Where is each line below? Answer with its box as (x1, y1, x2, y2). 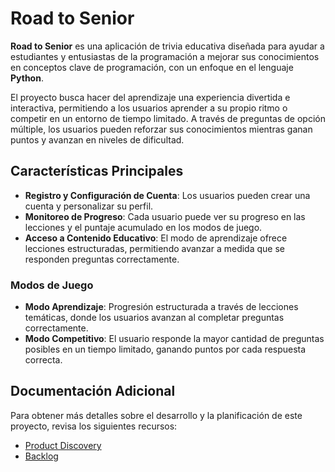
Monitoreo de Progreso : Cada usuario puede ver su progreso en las (24, 210, 306, 222)
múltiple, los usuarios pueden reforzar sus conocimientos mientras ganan (10, 123, 313, 135)
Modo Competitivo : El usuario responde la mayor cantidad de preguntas (24, 333, 325, 345)
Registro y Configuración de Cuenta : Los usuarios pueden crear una (24, 189, 311, 201)
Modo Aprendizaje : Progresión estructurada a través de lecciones (24, 301, 299, 313)
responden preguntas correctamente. (24, 253, 180, 265)
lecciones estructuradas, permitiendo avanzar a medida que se (24, 242, 285, 254)
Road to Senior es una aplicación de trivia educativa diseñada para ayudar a (10, 40, 325, 52)
